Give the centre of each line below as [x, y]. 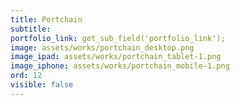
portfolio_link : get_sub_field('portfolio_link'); [118, 38]
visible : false [42, 85]
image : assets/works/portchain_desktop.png [102, 47]
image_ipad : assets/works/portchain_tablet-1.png [116, 57]
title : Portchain [46, 19]
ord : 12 [26, 76]
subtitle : [31, 29]
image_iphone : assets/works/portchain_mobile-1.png [120, 66]
